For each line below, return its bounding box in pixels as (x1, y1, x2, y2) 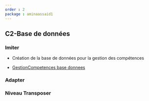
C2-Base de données (5, 30, 70, 38)
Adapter (5, 77, 25, 84)
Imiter (5, 44, 19, 51)
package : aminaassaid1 (5, 12, 53, 17)
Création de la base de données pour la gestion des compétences (12, 55, 144, 61)
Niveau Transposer (5, 90, 51, 97)
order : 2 (5, 7, 25, 12)
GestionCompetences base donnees (12, 65, 85, 70)
